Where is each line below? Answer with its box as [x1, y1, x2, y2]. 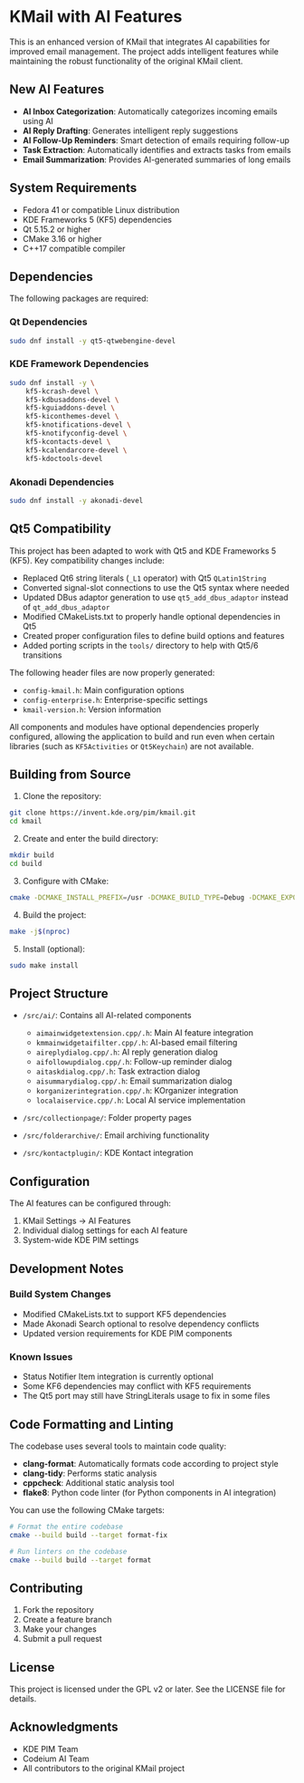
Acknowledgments [9, 1720, 119, 1735]
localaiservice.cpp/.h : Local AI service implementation [35, 1094, 246, 1106]
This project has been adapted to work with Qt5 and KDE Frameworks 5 [9, 545, 277, 556]
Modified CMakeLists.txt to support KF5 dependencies [22, 1308, 227, 1319]
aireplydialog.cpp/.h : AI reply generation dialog [35, 1046, 219, 1057]
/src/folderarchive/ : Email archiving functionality [22, 1130, 210, 1141]
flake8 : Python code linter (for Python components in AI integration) [22, 1487, 277, 1498]
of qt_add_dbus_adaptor [22, 601, 110, 612]
